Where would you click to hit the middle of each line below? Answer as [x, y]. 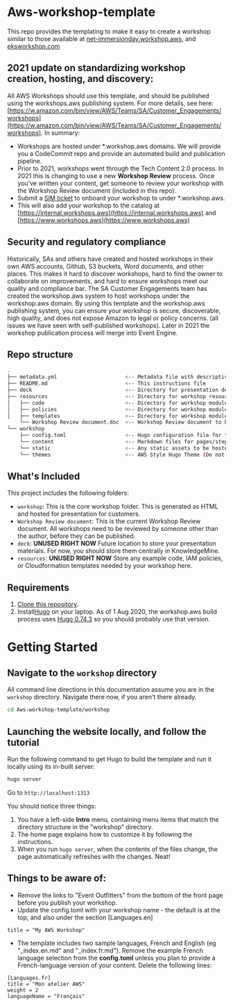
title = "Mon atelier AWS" [46, 984]
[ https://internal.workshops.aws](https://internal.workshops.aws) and [116, 212]
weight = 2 [23, 990]
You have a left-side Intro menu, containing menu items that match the [118, 819]
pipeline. [29, 161]
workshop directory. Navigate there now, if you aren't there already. [102, 697]
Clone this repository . [48, 604]
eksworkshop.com [34, 46]
